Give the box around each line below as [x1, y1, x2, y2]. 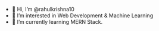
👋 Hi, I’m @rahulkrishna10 [11, 6, 74, 13]
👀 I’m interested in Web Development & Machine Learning [11, 12, 154, 19]
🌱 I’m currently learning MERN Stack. [11, 18, 103, 25]
